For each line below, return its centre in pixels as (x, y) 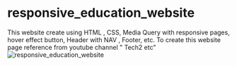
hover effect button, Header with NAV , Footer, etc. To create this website (114, 39)
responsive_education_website (101, 13)
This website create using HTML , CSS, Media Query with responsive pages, (118, 32)
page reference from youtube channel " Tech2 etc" (82, 47)
